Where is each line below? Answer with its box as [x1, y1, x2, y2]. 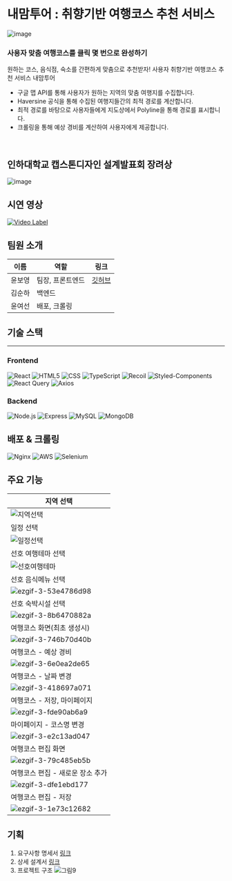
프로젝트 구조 [17, 866, 53, 874]
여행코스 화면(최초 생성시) [10, 623, 90, 632]
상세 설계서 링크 [17, 858, 60, 866]
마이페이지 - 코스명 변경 [10, 719, 85, 729]
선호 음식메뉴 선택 [10, 574, 66, 584]
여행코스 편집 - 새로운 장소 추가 [10, 768, 108, 777]
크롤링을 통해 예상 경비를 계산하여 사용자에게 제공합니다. [17, 123, 169, 131]
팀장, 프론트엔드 [37, 275, 85, 285]
